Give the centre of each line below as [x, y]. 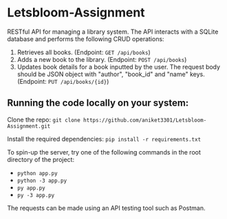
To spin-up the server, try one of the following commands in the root [104, 152]
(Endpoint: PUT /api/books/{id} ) [63, 81]
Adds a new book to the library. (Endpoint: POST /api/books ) [102, 59]
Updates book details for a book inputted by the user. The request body [119, 67]
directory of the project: [41, 159]
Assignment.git [29, 126]
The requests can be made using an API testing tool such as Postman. [106, 208]
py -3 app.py [36, 195]
